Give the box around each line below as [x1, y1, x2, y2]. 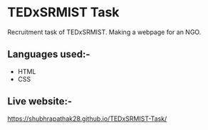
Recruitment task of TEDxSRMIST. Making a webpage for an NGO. [7, 28, 202, 36]
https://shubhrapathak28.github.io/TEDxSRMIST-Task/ [7, 114, 167, 123]
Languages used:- [7, 48, 90, 60]
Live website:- [7, 95, 73, 107]
